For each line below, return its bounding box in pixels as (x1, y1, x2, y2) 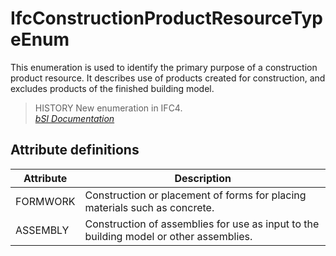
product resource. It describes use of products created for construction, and (10, 72, 326, 84)
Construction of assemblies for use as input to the (84, 217, 320, 231)
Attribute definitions (10, 142, 140, 159)
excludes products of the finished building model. (10, 82, 215, 94)
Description (174, 171, 232, 185)
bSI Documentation (34, 112, 115, 124)
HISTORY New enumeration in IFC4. (34, 102, 183, 114)
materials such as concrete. (84, 200, 215, 214)
